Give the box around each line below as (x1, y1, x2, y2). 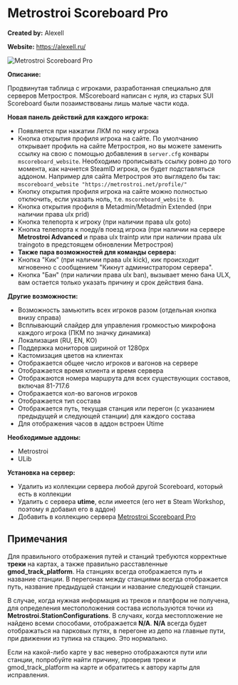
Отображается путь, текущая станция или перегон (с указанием (17, 404, 215, 413)
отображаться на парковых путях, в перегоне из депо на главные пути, (7, 626, 226, 635)
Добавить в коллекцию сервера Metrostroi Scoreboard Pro (17, 512, 196, 521)
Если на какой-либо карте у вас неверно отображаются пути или (7, 647, 207, 656)
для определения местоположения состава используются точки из (7, 604, 214, 612)
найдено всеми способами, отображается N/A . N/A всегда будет (7, 619, 207, 627)
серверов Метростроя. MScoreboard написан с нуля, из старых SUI (7, 91, 214, 100)
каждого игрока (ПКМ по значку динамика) (17, 328, 151, 336)
